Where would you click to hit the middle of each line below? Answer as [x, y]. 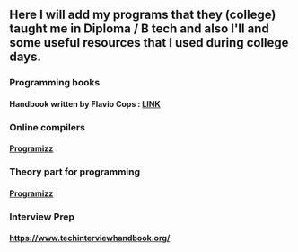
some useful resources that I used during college [149, 43]
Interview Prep [42, 217]
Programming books [55, 83]
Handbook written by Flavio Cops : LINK [85, 103]
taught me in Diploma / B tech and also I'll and [139, 29]
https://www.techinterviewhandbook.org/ [90, 238]
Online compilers [47, 127]
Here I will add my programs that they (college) [143, 15]
